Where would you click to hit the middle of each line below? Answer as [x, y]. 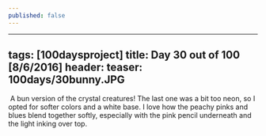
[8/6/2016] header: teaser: [75, 68]
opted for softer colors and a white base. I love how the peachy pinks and [128, 107]
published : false [37, 15]
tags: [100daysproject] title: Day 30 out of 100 [124, 55]
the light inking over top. [48, 124]
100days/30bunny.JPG [66, 80]
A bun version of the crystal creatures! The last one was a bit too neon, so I [133, 99]
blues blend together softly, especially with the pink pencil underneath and [130, 115]
